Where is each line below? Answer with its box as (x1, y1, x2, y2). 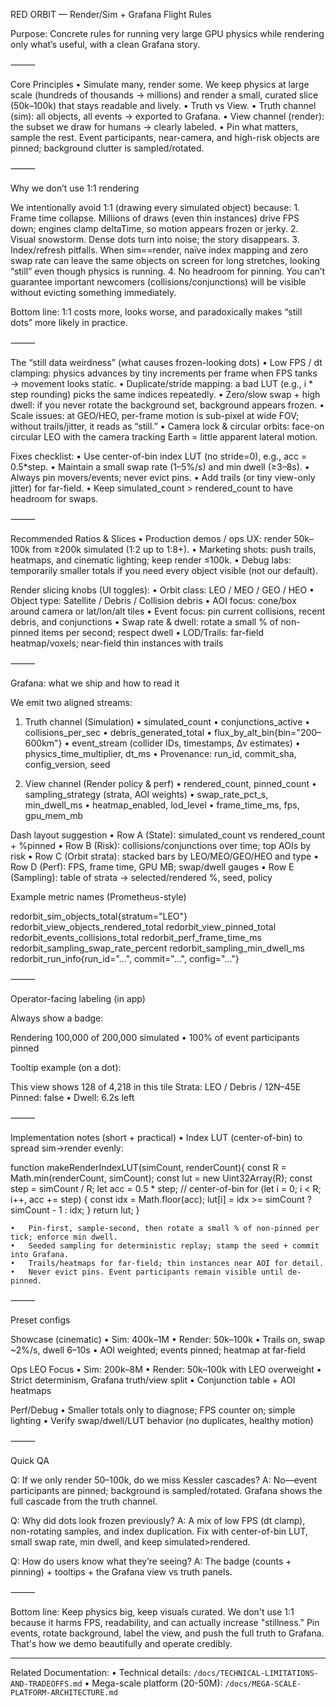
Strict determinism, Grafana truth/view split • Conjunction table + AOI (10, 1374, 296, 1386)
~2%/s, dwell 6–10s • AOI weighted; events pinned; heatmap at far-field (10, 1344, 306, 1356)
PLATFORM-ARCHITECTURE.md (10, 1688, 118, 1698)
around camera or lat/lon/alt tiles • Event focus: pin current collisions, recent (10, 605, 326, 617)
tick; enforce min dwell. (10, 1232, 118, 1242)
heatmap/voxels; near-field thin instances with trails (10, 637, 224, 649)
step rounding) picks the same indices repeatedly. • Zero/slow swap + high (10, 389, 321, 400)
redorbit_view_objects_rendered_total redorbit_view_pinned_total (10, 921, 277, 933)
